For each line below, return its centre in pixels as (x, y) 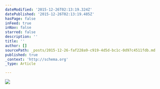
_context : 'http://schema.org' (37, 59)
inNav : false (18, 28)
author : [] (16, 46)
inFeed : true (18, 23)
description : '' (21, 37)
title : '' (15, 41)
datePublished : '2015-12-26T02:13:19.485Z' (50, 14)
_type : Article (20, 64)
